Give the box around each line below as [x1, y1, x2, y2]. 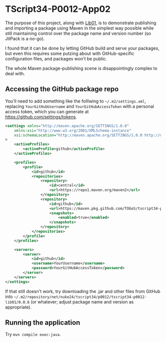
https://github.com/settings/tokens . [5, 114, 78, 120]
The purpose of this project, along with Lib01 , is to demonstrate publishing [5, 20, 157, 26]
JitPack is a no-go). [5, 36, 45, 42]
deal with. [5, 70, 25, 76]
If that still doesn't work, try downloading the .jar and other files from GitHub [5, 288, 161, 294]
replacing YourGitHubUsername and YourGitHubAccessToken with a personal [5, 103, 154, 109]
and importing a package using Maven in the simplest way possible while [5, 25, 154, 31]
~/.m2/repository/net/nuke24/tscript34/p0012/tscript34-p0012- [14, 294, 147, 299]
